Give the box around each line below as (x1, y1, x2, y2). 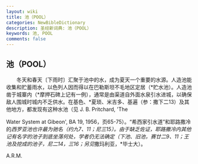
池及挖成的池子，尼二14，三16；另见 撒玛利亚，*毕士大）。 (6, 140, 146, 147)
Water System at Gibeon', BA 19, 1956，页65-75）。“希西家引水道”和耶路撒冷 (6, 118, 192, 125)
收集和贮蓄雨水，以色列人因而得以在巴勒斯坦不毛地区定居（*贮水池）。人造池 (6, 83, 193, 90)
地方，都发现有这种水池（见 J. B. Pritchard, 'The (11, 106, 128, 113)
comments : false (6, 36, 46, 42)
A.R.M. (6, 152, 22, 159)
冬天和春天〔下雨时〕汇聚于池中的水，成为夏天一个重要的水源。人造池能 (16, 76, 192, 83)
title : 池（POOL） (6, 14, 49, 20)
